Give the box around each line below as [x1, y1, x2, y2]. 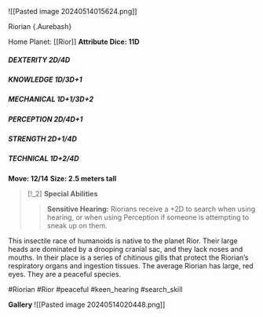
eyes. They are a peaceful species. [8, 269, 122, 279]
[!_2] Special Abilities [27, 188, 98, 199]
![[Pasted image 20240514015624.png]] [8, 7, 137, 16]
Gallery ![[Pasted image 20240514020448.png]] [8, 300, 166, 309]
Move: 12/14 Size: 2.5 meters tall [8, 173, 117, 183]
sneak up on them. [46, 220, 108, 230]
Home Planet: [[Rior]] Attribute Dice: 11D [8, 37, 140, 46]
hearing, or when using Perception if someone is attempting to [46, 212, 250, 222]
